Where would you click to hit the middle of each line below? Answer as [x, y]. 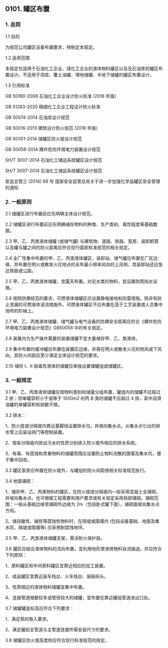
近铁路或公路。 [20, 270]
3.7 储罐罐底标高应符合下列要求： [40, 608]
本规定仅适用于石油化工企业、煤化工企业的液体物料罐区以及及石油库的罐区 [82, 68]
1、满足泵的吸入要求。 [28, 619]
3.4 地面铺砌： [20, 481]
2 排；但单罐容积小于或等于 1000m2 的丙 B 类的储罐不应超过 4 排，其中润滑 [83, 398]
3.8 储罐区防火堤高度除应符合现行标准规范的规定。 [57, 640]
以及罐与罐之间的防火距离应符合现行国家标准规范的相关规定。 [69, 247]
